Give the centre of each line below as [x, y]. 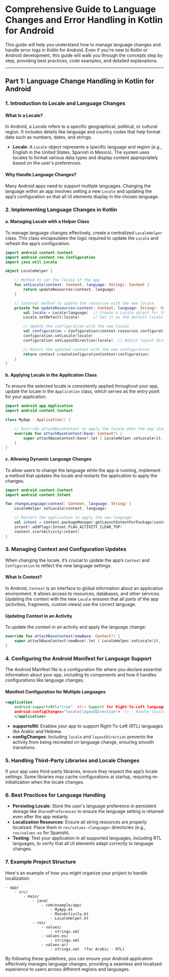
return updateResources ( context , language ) [69, 290]
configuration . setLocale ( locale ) [58, 336]
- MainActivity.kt [69, 914]
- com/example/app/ [61, 905]
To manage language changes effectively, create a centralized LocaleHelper [84, 233]
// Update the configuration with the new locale [76, 326]
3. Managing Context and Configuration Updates [66, 549]
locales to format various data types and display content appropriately [85, 158]
